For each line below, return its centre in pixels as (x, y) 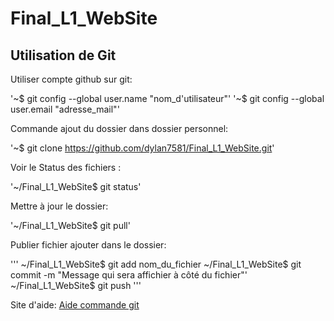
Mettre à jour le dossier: (59, 206)
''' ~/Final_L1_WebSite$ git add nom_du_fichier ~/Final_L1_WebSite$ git (156, 264)
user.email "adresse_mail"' (65, 109)
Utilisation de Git (63, 55)
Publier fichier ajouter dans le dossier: (88, 245)
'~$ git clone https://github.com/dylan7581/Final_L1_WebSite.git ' (142, 148)
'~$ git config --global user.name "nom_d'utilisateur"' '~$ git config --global (167, 98)
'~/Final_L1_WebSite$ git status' (76, 186)
